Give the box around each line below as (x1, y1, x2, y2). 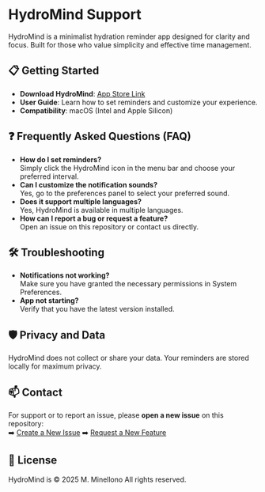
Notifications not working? (19, 271, 110, 280)
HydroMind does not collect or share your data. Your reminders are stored (8, 354, 249, 363)
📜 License (8, 453, 58, 467)
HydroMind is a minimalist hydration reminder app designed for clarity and (8, 32, 251, 41)
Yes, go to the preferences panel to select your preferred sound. (19, 188, 230, 198)
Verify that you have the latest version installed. (19, 305, 176, 314)
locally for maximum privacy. (8, 361, 102, 371)
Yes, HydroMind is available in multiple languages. (19, 205, 184, 214)
